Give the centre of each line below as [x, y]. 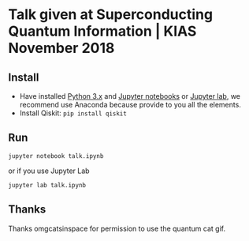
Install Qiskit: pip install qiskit [73, 113]
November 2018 [61, 48]
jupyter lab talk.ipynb [47, 185]
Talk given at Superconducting [111, 15]
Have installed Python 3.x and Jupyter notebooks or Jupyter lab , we [130, 96]
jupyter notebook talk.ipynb [56, 156]
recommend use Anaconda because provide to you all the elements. [130, 105]
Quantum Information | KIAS [102, 31]
